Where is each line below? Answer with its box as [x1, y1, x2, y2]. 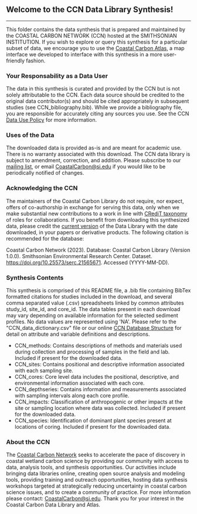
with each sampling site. [14, 367, 73, 374]
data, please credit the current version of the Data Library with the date [6, 222, 178, 229]
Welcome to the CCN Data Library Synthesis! [6, 5, 174, 15]
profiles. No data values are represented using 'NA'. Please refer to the [6, 318, 177, 325]
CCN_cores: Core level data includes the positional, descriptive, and [14, 373, 179, 380]
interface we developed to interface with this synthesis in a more [6, 51, 162, 58]
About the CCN [6, 438, 50, 446]
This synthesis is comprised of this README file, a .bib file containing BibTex [6, 287, 191, 293]
